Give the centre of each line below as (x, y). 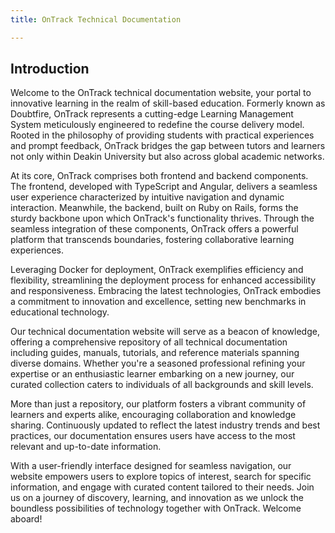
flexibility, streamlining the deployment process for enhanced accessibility (163, 280)
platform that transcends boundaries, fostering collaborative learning (152, 240)
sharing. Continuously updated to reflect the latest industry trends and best (165, 425)
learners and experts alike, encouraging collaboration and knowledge (153, 415)
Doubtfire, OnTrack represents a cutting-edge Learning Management (152, 114)
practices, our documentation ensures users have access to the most (153, 436)
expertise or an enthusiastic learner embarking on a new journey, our (152, 374)
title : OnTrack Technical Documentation (96, 19)
